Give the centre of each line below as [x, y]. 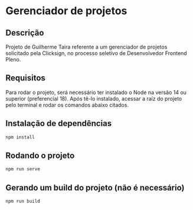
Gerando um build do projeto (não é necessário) [95, 188]
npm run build [23, 201]
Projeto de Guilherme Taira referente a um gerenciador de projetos [86, 47]
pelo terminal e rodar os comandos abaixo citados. [67, 105]
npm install [20, 137]
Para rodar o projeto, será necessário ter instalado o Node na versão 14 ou [96, 92]
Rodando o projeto [40, 155]
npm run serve [23, 169]
